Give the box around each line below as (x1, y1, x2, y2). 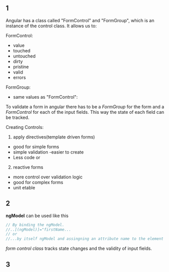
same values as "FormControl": (13, 94, 78, 100)
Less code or (13, 154, 41, 160)
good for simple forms (13, 144, 59, 150)
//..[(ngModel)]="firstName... (6, 227, 71, 232)
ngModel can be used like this (6, 213, 69, 219)
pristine (13, 63, 29, 70)
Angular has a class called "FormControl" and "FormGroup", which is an (6, 17, 155, 23)
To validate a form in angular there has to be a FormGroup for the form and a (6, 103, 164, 110)
